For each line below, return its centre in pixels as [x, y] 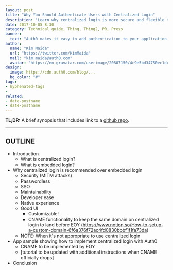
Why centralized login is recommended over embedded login [77, 170]
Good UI [29, 208]
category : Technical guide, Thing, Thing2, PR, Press [64, 29]
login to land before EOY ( [56, 225]
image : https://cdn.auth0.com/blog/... [53, 73]
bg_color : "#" [25, 77]
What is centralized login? [48, 159]
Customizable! [44, 213]
